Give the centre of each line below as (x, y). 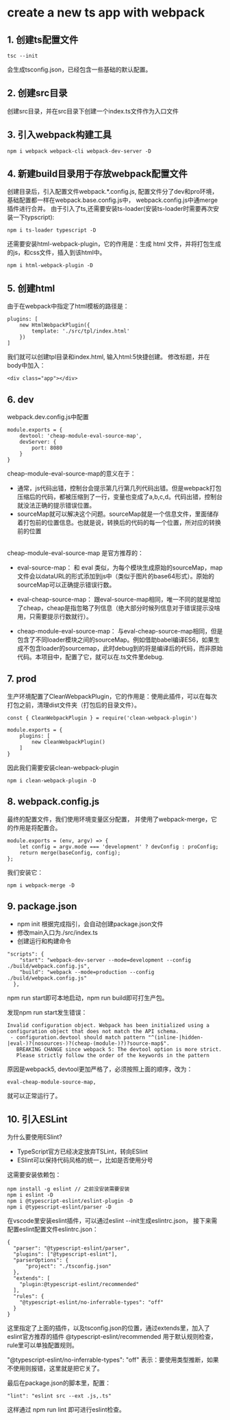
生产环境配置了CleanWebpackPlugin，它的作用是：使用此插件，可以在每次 (112, 696)
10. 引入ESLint (37, 1119)
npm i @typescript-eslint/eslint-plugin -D (70, 1201)
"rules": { (29, 1296)
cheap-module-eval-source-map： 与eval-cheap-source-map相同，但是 (120, 631)
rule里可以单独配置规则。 (43, 1345)
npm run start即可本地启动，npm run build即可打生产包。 (88, 998)
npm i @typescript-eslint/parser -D (59, 1207)
